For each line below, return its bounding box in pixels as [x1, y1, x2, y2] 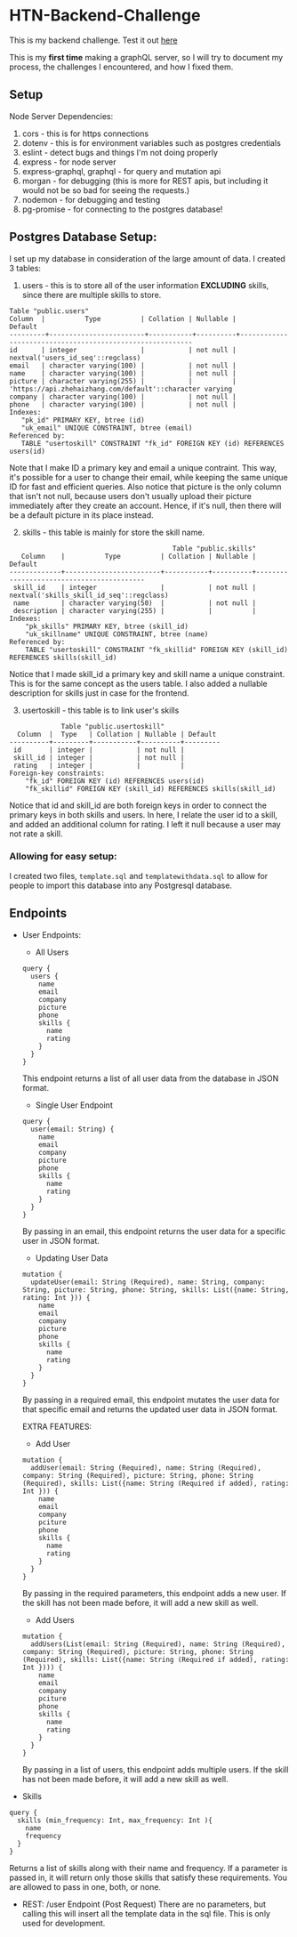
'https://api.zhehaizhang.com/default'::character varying [9, 384, 233, 393]
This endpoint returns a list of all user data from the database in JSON [21, 1073, 279, 1084]
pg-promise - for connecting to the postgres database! [21, 204, 223, 214]
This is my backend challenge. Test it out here [9, 35, 178, 45]
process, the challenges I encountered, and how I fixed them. [9, 61, 234, 72]
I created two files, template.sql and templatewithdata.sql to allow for [9, 870, 269, 881]
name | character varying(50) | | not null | [12, 598, 256, 608]
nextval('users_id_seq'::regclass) [9, 353, 141, 362]
